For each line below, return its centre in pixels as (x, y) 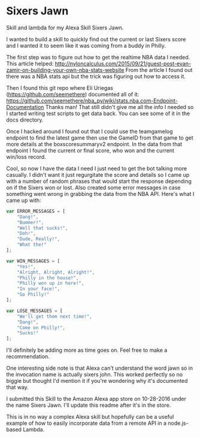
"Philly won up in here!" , (51, 283)
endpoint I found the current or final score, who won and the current (90, 150)
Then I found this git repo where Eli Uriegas (60, 87)
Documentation (25, 107)
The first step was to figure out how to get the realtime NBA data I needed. (98, 57)
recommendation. (28, 357)
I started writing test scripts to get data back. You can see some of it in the (98, 113)
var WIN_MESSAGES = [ (33, 261)
